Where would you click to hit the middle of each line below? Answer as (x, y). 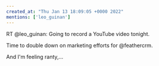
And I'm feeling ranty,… (35, 57)
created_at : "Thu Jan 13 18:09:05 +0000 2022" (65, 11)
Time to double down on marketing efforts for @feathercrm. (79, 45)
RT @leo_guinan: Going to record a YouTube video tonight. (78, 34)
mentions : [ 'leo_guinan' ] (38, 17)
